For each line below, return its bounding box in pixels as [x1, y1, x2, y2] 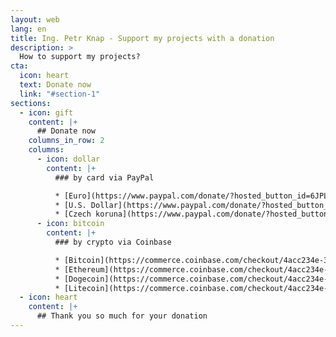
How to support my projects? [19, 52, 141, 62]
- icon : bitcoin [36, 219, 105, 229]
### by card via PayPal [54, 172, 155, 183]
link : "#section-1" [19, 89, 101, 99]
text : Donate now [19, 80, 92, 90]
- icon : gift [19, 107, 74, 118]
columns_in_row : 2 [28, 136, 105, 146]
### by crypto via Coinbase [54, 237, 172, 247]
